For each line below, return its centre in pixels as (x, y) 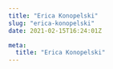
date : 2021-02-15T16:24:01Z (55, 30)
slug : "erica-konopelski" (51, 23)
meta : (17, 45)
